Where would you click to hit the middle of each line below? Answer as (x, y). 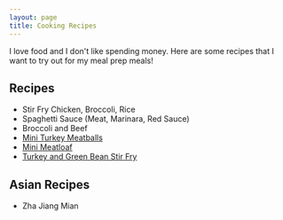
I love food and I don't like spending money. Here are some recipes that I (142, 51)
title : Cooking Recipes (53, 26)
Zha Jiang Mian (50, 206)
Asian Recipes (50, 184)
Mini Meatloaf (47, 147)
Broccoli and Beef (55, 129)
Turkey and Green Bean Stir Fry (79, 157)
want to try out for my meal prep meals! (81, 60)
